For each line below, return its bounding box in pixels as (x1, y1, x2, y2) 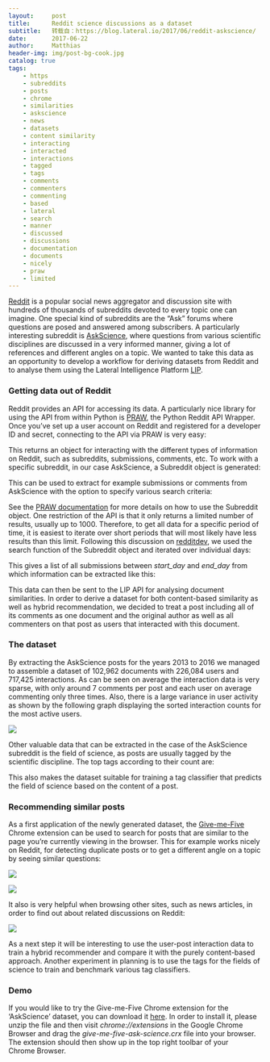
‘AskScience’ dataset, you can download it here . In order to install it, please (8, 1012, 257, 1022)
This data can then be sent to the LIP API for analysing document (8, 584, 224, 594)
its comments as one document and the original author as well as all (8, 610, 234, 620)
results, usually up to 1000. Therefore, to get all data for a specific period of (8, 519, 260, 529)
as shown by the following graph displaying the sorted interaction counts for (8, 700, 262, 710)
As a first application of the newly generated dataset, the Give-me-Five (8, 820, 245, 830)
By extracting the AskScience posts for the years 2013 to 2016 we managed (8, 657, 260, 667)
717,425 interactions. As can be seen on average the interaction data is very (8, 675, 260, 684)
